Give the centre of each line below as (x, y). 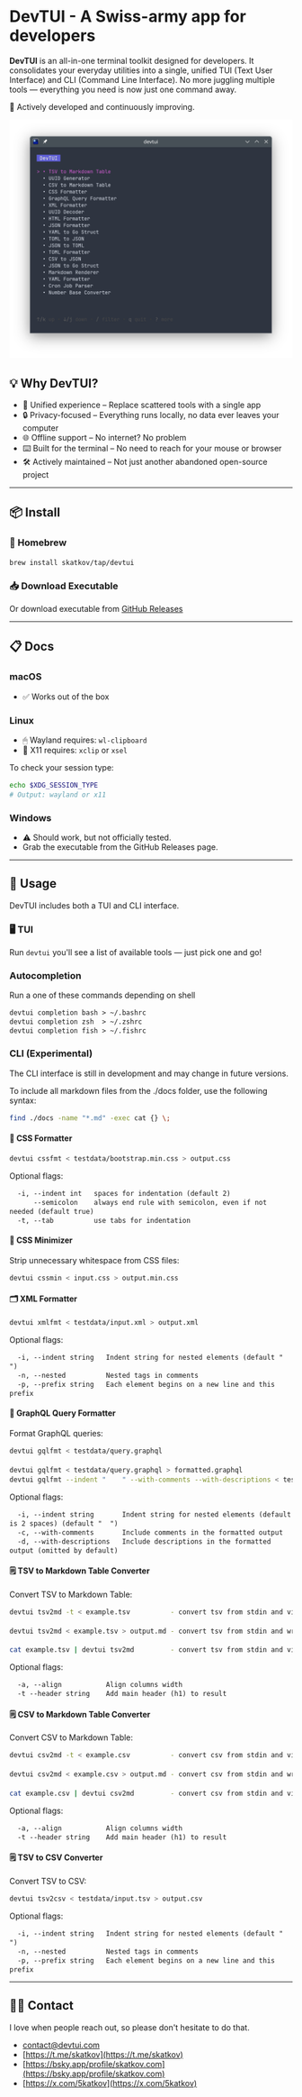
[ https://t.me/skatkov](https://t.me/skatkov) (103, 2054)
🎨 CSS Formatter (41, 1138)
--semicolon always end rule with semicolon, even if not (150, 1202)
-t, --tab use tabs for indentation (104, 1220)
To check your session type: (62, 767)
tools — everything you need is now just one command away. (123, 89)
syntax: (23, 1100)
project (36, 475)
